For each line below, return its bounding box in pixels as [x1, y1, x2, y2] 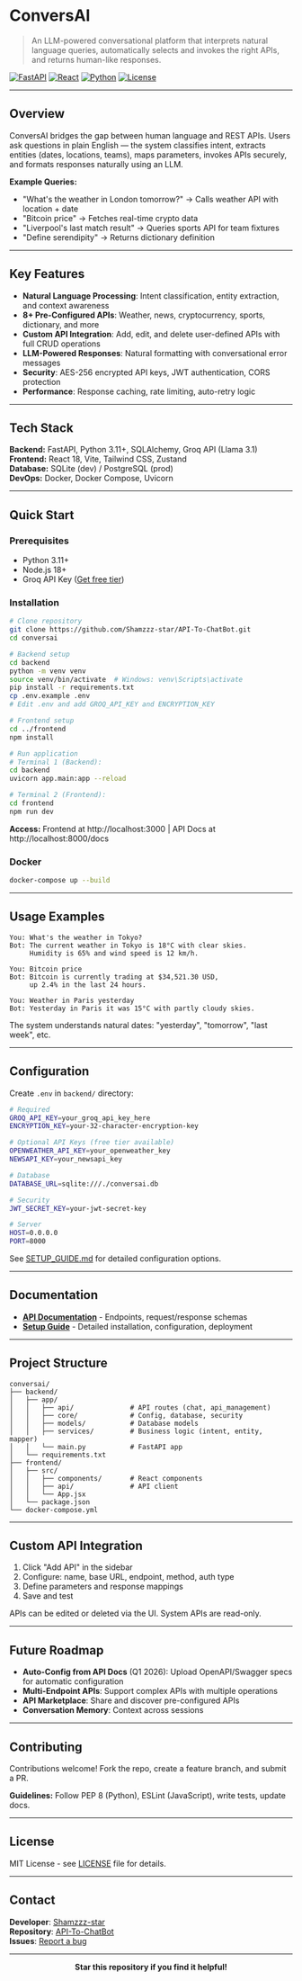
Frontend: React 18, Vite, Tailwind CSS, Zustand [9, 453, 187, 464]
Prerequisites [9, 534, 69, 547]
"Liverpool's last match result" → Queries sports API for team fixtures [22, 222, 280, 233]
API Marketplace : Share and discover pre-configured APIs [22, 1695, 240, 1706]
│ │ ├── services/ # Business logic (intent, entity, [9, 1427, 263, 1436]
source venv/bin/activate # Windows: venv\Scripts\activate [9, 675, 244, 684]
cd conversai [9, 633, 58, 643]
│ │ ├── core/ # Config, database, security [9, 1411, 244, 1420]
